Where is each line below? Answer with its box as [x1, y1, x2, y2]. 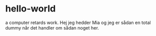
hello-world [5, 3, 56, 14]
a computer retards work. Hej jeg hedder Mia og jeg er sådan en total [5, 19, 151, 25]
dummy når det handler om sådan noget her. [5, 24, 99, 30]
